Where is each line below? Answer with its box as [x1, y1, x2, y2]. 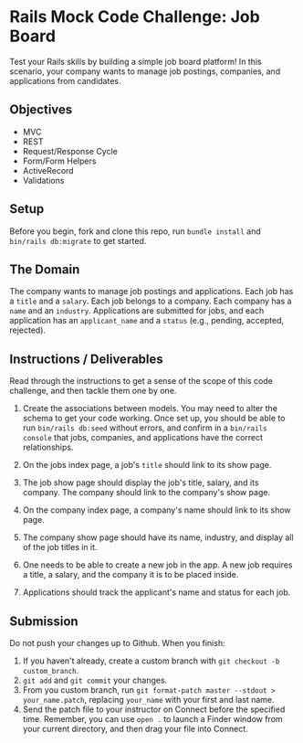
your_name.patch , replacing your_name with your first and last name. [22, 695, 276, 705]
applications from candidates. [9, 75, 121, 86]
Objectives [9, 102, 73, 118]
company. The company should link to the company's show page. [22, 487, 271, 498]
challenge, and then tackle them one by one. [9, 386, 177, 397]
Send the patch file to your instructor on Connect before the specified [22, 704, 286, 715]
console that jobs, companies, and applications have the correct [22, 432, 263, 443]
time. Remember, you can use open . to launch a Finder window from [22, 714, 283, 724]
